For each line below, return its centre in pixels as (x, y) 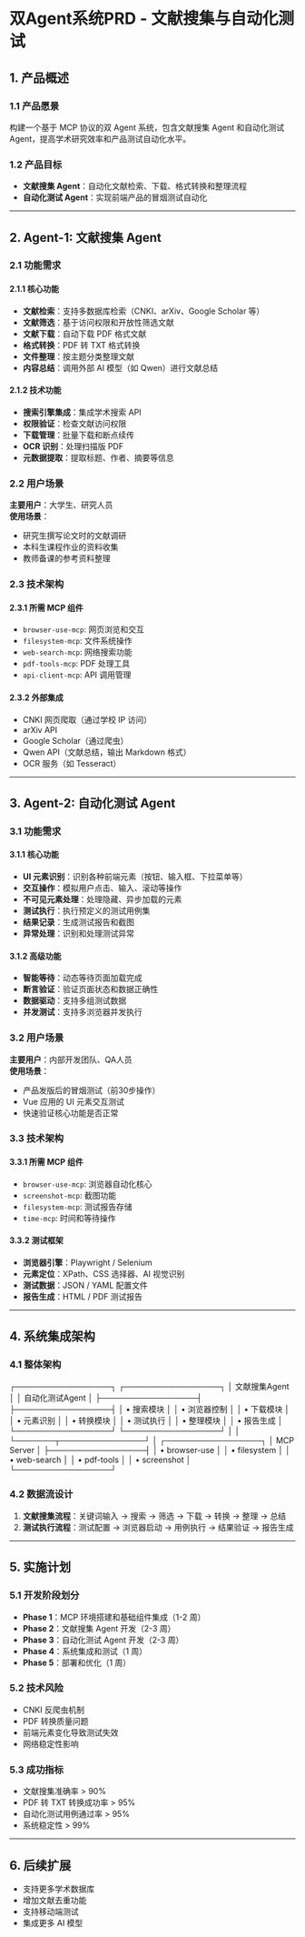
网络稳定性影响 (50, 1743)
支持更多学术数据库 (59, 1889)
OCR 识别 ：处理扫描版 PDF (73, 446)
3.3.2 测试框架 (36, 1240)
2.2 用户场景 (37, 483)
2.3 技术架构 (37, 585)
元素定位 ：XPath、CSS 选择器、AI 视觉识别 (103, 1273)
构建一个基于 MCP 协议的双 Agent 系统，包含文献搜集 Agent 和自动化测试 (147, 127)
